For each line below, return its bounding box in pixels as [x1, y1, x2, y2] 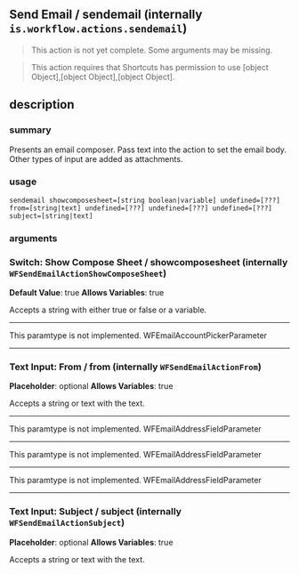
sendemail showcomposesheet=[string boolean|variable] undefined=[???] [9, 196, 280, 205]
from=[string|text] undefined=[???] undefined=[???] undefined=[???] [9, 204, 273, 213]
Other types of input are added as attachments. [9, 153, 183, 164]
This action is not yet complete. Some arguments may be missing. [30, 44, 273, 55]
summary [9, 124, 52, 136]
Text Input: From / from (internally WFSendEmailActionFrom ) [9, 360, 263, 373]
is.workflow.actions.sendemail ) [9, 21, 188, 36]
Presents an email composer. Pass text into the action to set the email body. [9, 144, 287, 155]
